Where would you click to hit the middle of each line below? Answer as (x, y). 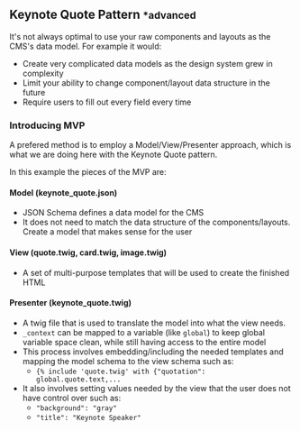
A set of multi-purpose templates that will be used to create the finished (156, 272)
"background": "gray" (76, 408)
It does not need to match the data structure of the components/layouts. (156, 222)
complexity (43, 73)
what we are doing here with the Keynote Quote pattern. (114, 155)
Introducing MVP (47, 125)
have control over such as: (72, 398)
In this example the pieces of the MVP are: (88, 172)
